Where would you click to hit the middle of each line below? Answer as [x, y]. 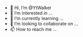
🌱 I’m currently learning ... [37, 18]
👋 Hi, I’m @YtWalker [31, 8]
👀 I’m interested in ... [31, 13]
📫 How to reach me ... [33, 29]
